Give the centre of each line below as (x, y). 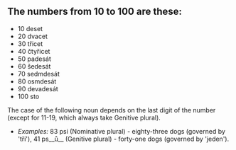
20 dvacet (33, 36)
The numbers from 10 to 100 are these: (95, 12)
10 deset (30, 28)
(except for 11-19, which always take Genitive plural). (84, 117)
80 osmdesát (37, 81)
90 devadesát (38, 88)
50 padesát (34, 59)
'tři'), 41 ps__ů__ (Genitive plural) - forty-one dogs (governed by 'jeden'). (123, 139)
